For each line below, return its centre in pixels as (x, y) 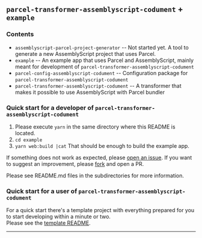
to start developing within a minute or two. (59, 217)
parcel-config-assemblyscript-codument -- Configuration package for (101, 73)
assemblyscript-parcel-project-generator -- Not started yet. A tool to (102, 47)
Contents (20, 34)
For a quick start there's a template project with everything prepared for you (100, 210)
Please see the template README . (49, 223)
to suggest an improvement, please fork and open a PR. (75, 163)
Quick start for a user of (42, 191)
